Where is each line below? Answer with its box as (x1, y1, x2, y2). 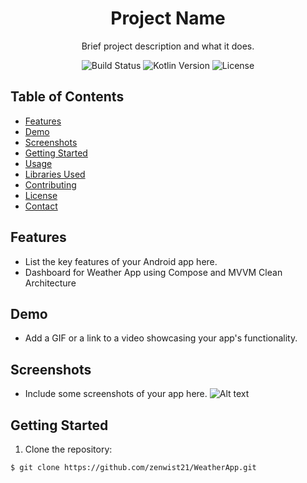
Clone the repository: (24, 443, 113, 455)
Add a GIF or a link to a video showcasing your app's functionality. (24, 332, 298, 344)
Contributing (24, 178, 77, 191)
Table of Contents (10, 88, 125, 106)
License (24, 189, 58, 201)
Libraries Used (24, 168, 86, 180)
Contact (24, 200, 58, 212)
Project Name (110, 7, 226, 30)
